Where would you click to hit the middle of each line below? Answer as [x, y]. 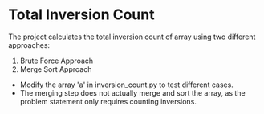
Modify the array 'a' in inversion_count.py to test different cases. [127, 85]
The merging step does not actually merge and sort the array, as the [133, 92]
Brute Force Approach [57, 61]
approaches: [29, 45]
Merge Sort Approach [56, 69]
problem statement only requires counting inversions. [108, 101]
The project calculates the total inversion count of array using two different [132, 37]
